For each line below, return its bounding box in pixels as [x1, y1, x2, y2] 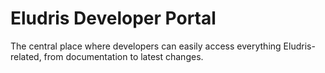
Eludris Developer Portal [10, 7, 217, 30]
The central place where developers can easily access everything [10, 40, 282, 52]
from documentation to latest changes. [43, 50, 204, 62]
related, [10, 50, 42, 62]
